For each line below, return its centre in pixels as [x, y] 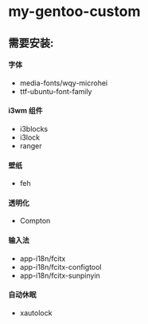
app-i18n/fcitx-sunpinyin [60, 275]
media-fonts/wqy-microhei [64, 83]
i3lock [30, 137]
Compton [35, 221]
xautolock [36, 313]
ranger [31, 145]
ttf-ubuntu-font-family [56, 91]
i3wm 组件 [25, 111]
